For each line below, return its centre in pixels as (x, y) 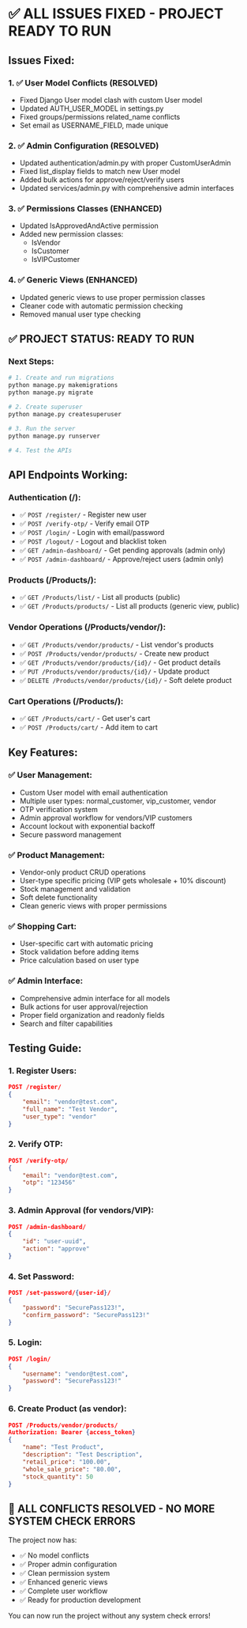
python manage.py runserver (54, 436)
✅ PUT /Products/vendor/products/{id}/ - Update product (114, 671)
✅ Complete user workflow (64, 1591)
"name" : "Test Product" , (63, 1448)
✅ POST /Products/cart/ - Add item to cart (88, 727)
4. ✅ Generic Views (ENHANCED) (73, 280)
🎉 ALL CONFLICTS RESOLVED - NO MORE (112, 1508)
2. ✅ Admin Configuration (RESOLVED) (84, 146)
